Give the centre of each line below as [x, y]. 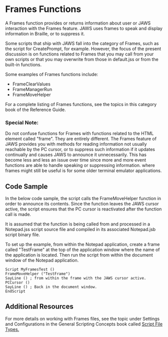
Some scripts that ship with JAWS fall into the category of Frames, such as [82, 43]
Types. [12, 329]
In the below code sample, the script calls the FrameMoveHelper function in [83, 198]
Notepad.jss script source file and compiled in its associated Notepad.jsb [80, 229]
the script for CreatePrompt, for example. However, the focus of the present [83, 48]
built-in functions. [23, 64]
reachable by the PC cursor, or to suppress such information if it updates [80, 149]
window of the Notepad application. [42, 260]
